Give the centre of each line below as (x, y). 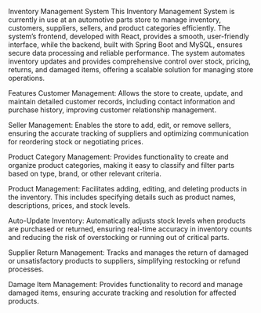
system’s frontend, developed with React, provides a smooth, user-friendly (129, 36)
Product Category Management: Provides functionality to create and (118, 157)
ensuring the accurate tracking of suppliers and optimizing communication (129, 133)
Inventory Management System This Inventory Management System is (121, 11)
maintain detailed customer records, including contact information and (121, 102)
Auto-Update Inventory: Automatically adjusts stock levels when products (127, 220)
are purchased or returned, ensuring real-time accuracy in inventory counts (130, 229)
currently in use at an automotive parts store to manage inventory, (115, 20)
